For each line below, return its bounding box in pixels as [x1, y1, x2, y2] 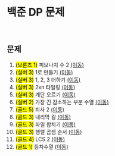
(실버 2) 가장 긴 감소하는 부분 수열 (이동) [15, 98, 109, 105]
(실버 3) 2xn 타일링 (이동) [15, 83, 76, 91]
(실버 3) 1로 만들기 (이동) [15, 68, 73, 76]
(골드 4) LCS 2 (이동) [15, 135, 65, 143]
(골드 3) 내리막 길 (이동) [15, 113, 71, 120]
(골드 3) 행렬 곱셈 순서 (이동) [15, 128, 82, 135]
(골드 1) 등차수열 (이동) [15, 143, 69, 150]
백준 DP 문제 [7, 5, 65, 19]
